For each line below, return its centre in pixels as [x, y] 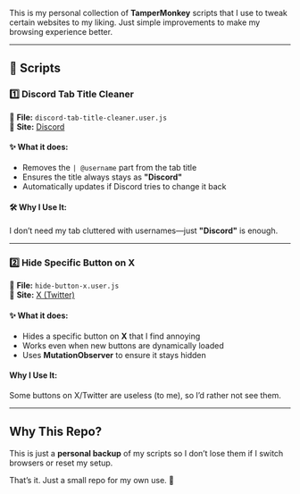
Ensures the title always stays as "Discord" [102, 177]
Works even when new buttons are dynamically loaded [123, 345]
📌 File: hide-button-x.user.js [64, 286]
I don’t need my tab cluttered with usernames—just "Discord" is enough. [144, 230]
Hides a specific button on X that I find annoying [111, 336]
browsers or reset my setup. [61, 463]
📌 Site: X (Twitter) [42, 295]
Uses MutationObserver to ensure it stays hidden [114, 355]
